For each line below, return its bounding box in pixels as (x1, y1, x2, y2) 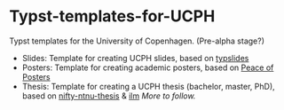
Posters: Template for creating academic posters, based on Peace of (21, 62, 274, 73)
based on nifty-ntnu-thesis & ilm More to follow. (21, 90, 196, 101)
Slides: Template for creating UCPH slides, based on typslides (21, 52, 249, 63)
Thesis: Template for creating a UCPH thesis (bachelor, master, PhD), (21, 81, 275, 91)
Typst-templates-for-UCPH (9, 6, 216, 27)
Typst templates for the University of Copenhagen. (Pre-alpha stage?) (9, 35, 264, 46)
